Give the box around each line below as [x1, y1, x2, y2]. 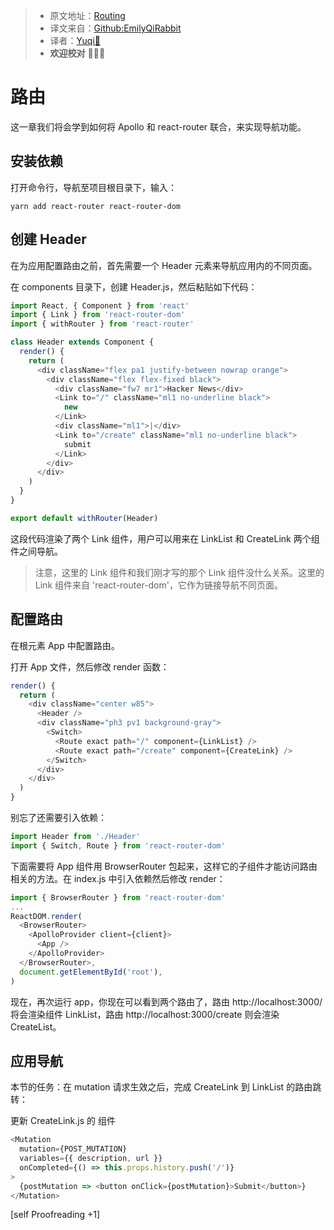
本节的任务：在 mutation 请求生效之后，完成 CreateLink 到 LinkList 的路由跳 [10, 1081, 322, 1093]
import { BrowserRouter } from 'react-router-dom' [10, 892, 226, 903]
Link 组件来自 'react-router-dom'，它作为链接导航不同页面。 [34, 579, 283, 591]
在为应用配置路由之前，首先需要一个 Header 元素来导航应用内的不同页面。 [10, 259, 318, 271]
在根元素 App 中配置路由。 [10, 639, 120, 651]
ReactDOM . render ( [10, 911, 83, 921]
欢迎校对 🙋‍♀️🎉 [49, 47, 106, 59]
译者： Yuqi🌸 [49, 35, 101, 46]
